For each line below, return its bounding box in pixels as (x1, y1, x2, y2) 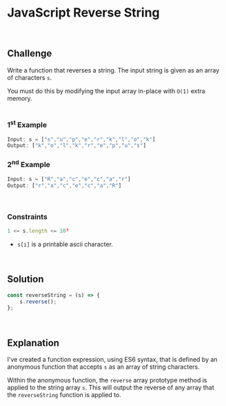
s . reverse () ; (19, 298, 57, 305)
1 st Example (7, 119, 47, 130)
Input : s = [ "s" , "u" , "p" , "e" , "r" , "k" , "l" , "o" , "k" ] (7, 136, 156, 143)
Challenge (7, 48, 52, 59)
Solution (7, 273, 44, 285)
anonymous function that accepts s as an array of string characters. (7, 362, 200, 371)
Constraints (7, 212, 48, 222)
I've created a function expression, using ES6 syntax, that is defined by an (7, 356, 218, 364)
